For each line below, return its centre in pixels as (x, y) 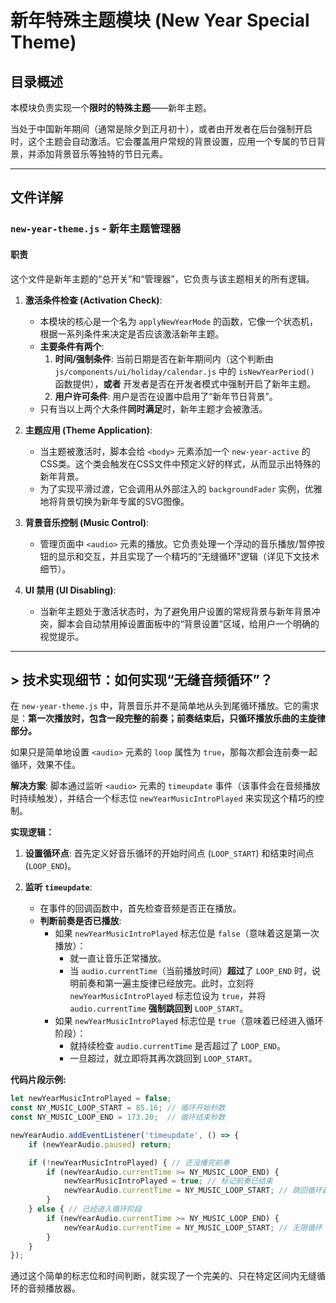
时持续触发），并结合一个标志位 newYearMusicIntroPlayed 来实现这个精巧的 (163, 798)
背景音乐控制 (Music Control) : (87, 522)
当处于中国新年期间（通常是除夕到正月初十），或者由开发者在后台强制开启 (161, 129)
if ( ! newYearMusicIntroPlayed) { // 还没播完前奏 (129, 1162)
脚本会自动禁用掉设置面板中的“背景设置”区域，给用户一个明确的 (188, 623)
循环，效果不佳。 (45, 765)
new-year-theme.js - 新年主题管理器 (96, 229)
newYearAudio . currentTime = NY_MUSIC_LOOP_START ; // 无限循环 (193, 1227)
